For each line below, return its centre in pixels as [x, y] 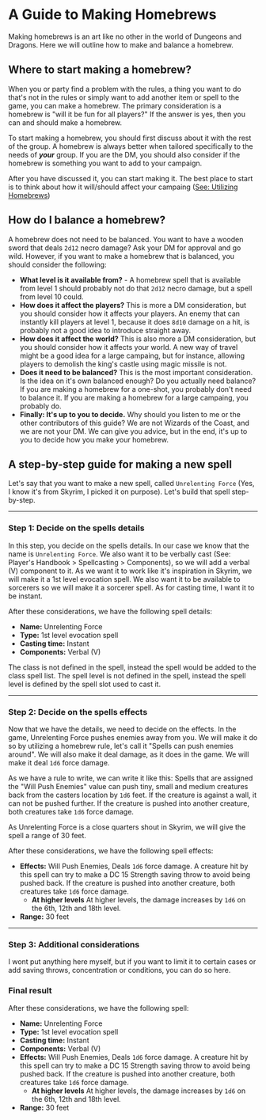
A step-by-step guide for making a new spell [120, 464]
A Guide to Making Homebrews [112, 15]
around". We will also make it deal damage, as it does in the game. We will [129, 754]
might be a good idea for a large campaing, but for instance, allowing [132, 355]
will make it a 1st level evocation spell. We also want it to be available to [124, 579]
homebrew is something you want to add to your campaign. [105, 163]
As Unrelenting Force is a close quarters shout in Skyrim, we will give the [127, 827]
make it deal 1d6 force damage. [59, 762]
